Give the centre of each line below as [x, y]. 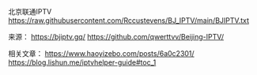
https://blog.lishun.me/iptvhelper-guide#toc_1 [82, 62]
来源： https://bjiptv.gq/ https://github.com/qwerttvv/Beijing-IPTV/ [116, 37]
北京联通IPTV [30, 11]
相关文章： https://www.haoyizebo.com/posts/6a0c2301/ [102, 53]
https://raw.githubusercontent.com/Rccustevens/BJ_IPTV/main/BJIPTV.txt [128, 21]
